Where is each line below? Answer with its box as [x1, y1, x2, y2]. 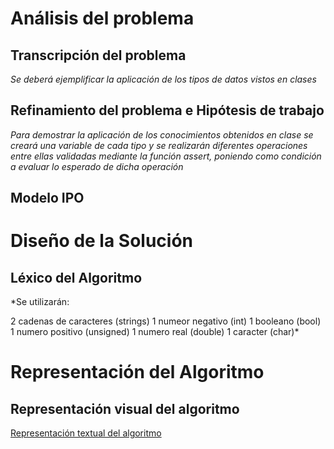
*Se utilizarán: [10, 296, 70, 308]
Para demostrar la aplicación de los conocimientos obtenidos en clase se [10, 128, 314, 141]
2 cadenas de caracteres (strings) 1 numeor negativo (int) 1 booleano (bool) [10, 315, 322, 327]
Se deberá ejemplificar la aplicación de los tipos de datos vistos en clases [10, 73, 317, 85]
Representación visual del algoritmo [10, 400, 240, 417]
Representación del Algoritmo [10, 361, 265, 384]
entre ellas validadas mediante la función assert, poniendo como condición [10, 150, 322, 162]
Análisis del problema [10, 7, 195, 30]
